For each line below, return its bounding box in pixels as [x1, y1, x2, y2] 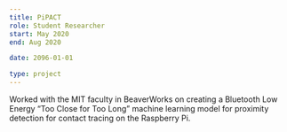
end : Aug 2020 [9, 37, 62, 47]
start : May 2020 [9, 29, 69, 38]
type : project [9, 70, 62, 79]
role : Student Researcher [9, 21, 105, 30]
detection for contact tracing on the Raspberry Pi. [9, 113, 191, 123]
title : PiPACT [9, 12, 62, 22]
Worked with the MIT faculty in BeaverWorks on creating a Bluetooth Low [9, 94, 278, 105]
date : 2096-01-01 [9, 54, 74, 63]
